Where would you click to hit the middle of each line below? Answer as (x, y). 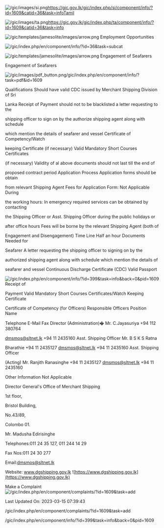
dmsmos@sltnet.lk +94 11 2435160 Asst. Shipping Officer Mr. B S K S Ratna (81, 338)
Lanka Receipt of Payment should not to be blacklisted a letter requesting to (82, 104)
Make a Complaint (23, 487)
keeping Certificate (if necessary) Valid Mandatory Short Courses (71, 148)
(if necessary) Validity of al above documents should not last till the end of (80, 163)
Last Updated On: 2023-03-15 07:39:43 (45, 501)
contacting (16, 207)
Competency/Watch (25, 139)
